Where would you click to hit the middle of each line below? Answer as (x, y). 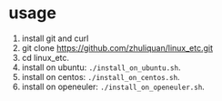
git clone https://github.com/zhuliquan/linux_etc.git (117, 47)
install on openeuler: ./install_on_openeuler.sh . (113, 86)
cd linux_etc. (45, 57)
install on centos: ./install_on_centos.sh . (101, 76)
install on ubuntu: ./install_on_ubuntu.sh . (101, 67)
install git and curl (55, 38)
